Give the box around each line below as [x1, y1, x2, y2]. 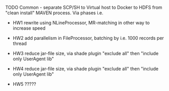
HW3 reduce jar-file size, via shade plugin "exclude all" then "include [12, 51, 159, 56]
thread [12, 40, 27, 47]
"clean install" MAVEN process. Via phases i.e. [5, 10, 103, 16]
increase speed [12, 25, 46, 31]
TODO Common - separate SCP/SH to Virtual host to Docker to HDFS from [5, 5, 162, 10]
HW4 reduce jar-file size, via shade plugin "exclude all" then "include [12, 66, 159, 72]
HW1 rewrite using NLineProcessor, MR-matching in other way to [12, 20, 150, 26]
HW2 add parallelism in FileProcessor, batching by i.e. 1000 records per [12, 35, 164, 41]
